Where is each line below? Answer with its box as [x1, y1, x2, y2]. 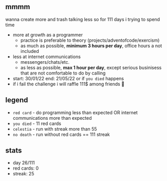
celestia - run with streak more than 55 [12, 125, 97, 132]
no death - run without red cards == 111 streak [12, 131, 110, 137]
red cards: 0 [12, 165, 39, 171]
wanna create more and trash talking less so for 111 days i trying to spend [5, 16, 160, 22]
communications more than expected [12, 115, 92, 121]
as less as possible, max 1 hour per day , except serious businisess [20, 64, 162, 70]
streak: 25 [12, 171, 34, 177]
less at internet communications [12, 53, 81, 60]
